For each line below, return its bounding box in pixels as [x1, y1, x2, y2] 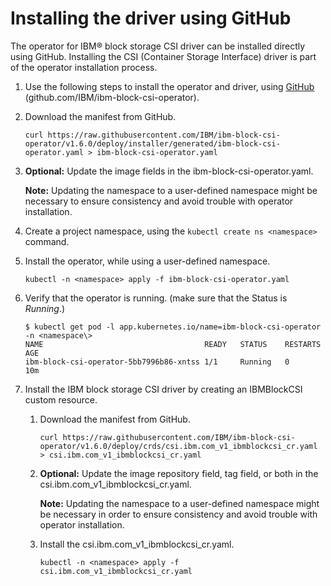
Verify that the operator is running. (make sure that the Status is [24, 292, 288, 304]
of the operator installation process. [10, 61, 158, 73]
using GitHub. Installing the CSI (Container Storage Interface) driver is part [10, 50, 317, 62]
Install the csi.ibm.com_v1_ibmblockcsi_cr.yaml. [39, 538, 235, 550]
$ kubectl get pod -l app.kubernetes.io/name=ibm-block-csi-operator [24, 322, 322, 332]
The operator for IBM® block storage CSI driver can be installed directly [10, 40, 306, 52]
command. [24, 235, 70, 247]
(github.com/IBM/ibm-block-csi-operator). [24, 91, 200, 103]
